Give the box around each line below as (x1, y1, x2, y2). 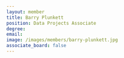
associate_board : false (6, 43, 67, 49)
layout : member (6, 8, 45, 15)
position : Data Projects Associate (6, 20, 97, 26)
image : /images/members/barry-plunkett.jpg (6, 37, 119, 43)
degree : (6, 25, 26, 32)
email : (6, 31, 23, 37)
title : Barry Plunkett (6, 14, 64, 21)
